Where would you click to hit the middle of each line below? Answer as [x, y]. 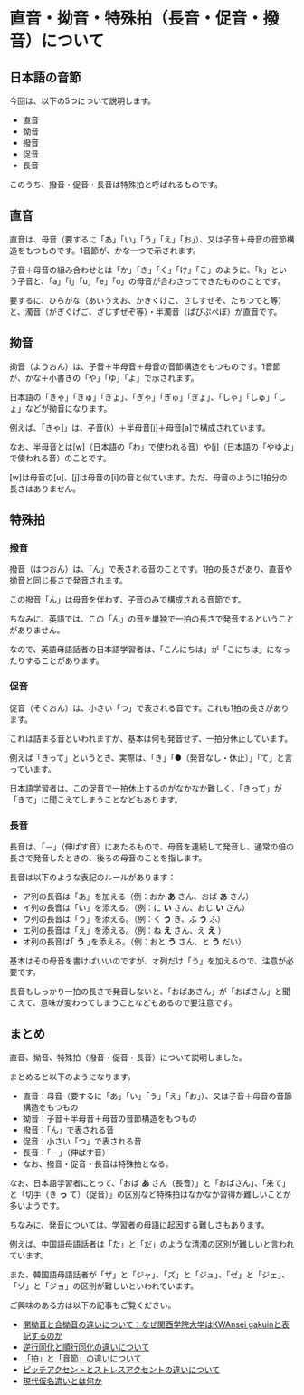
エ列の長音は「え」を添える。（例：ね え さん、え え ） [124, 930]
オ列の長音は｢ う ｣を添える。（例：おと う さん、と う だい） [134, 941]
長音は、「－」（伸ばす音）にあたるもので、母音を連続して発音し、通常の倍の [152, 846]
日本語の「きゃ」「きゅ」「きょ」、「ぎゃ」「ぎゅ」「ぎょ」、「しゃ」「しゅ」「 [144, 397]
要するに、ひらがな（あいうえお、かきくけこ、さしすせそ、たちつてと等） [148, 300]
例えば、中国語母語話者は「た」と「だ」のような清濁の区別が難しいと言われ [152, 1244]
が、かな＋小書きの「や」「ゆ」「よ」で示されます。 [104, 377]
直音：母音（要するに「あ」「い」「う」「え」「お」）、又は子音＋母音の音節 [157, 1096]
